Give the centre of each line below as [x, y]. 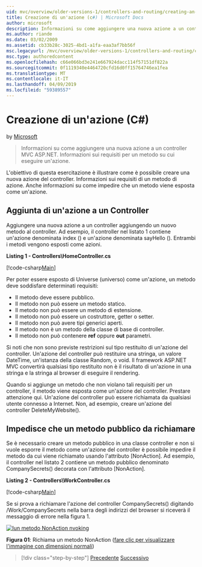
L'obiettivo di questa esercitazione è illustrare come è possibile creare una [98, 173]
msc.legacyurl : [25, 51]
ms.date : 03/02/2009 [32, 40]
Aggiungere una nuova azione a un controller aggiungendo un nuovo [91, 225]
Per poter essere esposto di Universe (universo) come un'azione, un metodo [101, 279]
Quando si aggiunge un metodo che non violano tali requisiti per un [89, 384]
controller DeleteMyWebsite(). [44, 410]
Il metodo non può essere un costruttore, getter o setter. [84, 316]
